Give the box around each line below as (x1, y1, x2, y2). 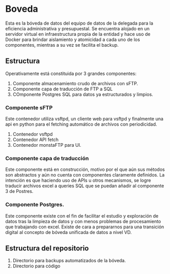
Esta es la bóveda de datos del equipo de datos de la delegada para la (5, 20, 154, 26)
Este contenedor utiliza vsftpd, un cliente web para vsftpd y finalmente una (5, 116, 164, 122)
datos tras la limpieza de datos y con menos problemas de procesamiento (5, 218, 161, 224)
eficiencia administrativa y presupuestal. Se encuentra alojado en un (5, 25, 150, 31)
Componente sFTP (5, 104, 53, 111)
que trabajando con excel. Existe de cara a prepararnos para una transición (5, 224, 164, 230)
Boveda (5, 3, 38, 15)
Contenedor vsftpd (12, 131, 53, 138)
